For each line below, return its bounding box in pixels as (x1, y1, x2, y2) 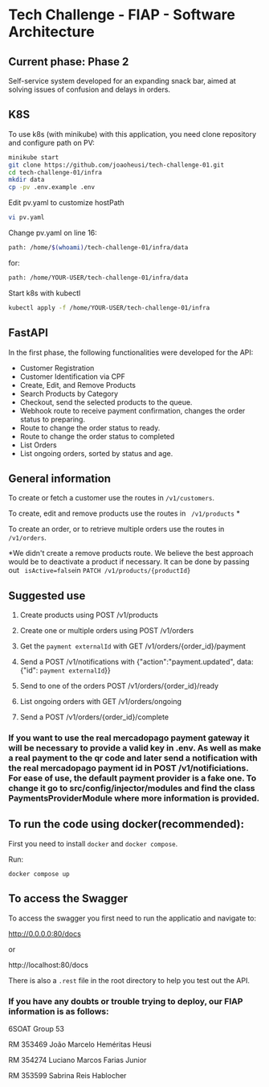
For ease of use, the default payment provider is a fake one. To (8, 772, 257, 784)
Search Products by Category (19, 389, 119, 398)
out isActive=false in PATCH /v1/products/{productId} (8, 566, 191, 575)
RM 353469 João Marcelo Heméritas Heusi (8, 1040, 152, 1049)
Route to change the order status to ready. (19, 422, 161, 432)
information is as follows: (8, 1006, 109, 1017)
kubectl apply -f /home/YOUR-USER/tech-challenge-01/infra (8, 303, 210, 311)
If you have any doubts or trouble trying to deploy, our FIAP (8, 995, 243, 1007)
